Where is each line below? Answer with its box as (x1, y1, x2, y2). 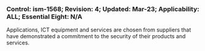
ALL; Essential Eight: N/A (6, 12, 83, 21)
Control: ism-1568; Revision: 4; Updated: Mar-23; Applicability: (6, 5, 199, 13)
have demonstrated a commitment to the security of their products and (6, 33, 186, 40)
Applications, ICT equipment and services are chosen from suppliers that (6, 26, 191, 33)
